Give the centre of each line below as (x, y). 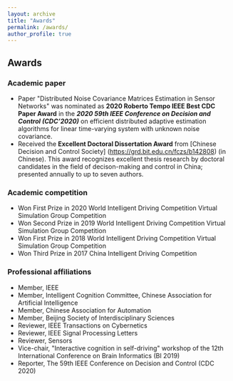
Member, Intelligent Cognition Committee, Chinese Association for (115, 295)
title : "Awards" (31, 21)
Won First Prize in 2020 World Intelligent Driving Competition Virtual (117, 208)
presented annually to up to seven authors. (81, 174)
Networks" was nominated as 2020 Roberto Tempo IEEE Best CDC (116, 106)
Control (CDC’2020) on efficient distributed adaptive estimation (112, 121)
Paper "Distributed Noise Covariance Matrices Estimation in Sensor (116, 98)
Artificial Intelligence (48, 303)
